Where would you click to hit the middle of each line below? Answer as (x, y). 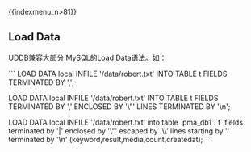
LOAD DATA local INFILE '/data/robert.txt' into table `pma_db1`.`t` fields (126, 122)
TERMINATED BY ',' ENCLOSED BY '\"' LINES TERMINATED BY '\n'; (119, 106)
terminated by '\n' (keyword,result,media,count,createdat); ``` (110, 139)
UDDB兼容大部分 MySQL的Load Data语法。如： (88, 57)
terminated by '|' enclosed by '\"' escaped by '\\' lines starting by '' (119, 131)
